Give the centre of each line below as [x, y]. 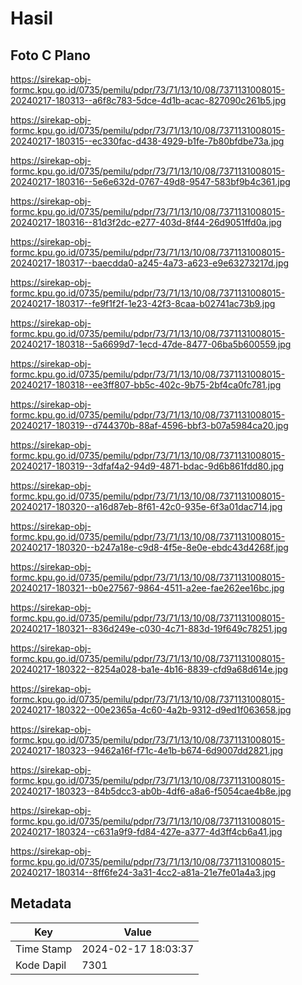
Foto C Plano [50, 55]
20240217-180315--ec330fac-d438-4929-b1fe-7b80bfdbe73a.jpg [147, 141]
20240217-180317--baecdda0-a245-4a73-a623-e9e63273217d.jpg [150, 263]
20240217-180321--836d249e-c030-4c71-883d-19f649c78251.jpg [149, 628]
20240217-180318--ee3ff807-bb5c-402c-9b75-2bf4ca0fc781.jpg [146, 385]
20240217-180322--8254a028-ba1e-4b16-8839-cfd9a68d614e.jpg [149, 669]
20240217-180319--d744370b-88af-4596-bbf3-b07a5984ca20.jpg [149, 425]
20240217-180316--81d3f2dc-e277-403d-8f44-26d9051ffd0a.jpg [146, 222]
